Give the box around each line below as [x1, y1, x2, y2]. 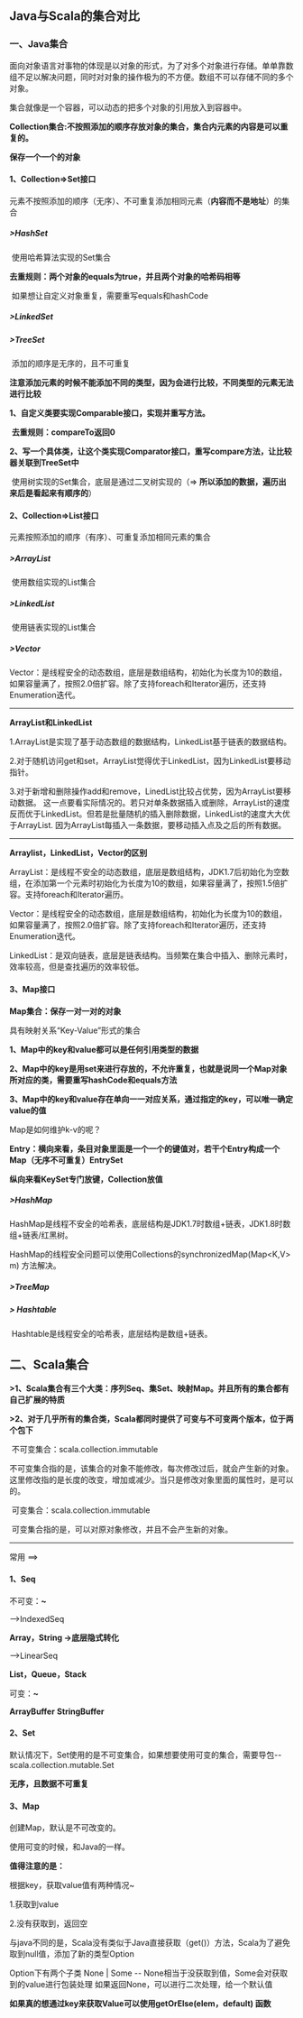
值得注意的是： [9, 1861, 65, 1872]
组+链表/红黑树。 [9, 1230, 74, 1240]
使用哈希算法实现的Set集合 [11, 252, 111, 263]
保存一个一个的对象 [9, 152, 81, 162]
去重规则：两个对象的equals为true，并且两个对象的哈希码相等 [9, 271, 241, 281]
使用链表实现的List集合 [11, 622, 96, 633]
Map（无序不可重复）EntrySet [9, 1154, 124, 1166]
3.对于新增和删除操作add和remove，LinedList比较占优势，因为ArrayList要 [9, 786, 284, 797]
